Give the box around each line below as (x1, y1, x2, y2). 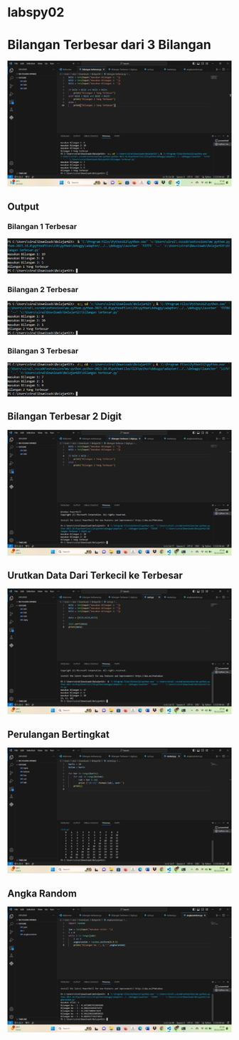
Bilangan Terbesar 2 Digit (7, 410, 122, 423)
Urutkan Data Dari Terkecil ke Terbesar (7, 569, 184, 581)
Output (7, 200, 39, 213)
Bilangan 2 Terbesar (7, 284, 79, 294)
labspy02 (7, 4, 65, 21)
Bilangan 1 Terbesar (7, 222, 77, 232)
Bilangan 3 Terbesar (7, 346, 79, 356)
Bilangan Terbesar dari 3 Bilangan (7, 37, 211, 53)
